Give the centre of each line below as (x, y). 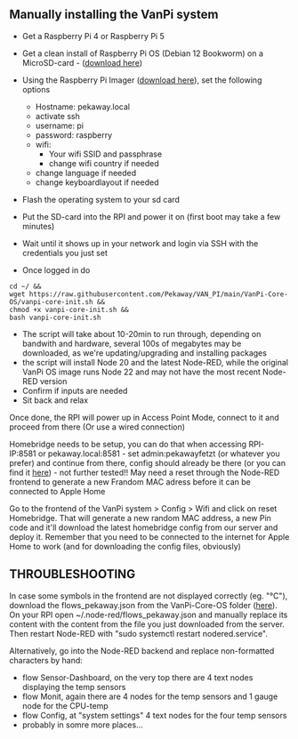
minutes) (38, 226)
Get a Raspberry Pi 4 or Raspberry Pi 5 (93, 36)
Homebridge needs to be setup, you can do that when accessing (128, 444)
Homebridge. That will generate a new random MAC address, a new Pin (140, 518)
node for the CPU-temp (65, 705)
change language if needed (86, 173)
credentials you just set (65, 253)
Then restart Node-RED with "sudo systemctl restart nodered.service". (139, 633)
